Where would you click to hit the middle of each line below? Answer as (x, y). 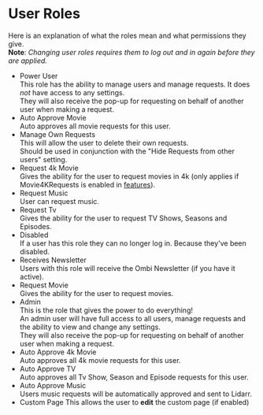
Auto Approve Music (53, 385)
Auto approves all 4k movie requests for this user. (100, 360)
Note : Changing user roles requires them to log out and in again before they (131, 52)
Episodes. (36, 226)
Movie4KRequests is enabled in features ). (87, 184)
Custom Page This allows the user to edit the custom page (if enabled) (134, 402)
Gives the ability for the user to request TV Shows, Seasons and (123, 218)
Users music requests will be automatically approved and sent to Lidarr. (135, 394)
